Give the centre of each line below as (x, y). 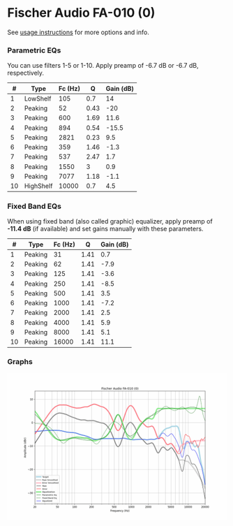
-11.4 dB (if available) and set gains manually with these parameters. (105, 229)
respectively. (25, 73)
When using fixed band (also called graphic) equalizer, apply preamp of (110, 221)
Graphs (20, 362)
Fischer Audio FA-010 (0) (81, 13)
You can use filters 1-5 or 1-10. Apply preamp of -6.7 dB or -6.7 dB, (103, 66)
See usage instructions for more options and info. (78, 32)
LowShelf (38, 98)
